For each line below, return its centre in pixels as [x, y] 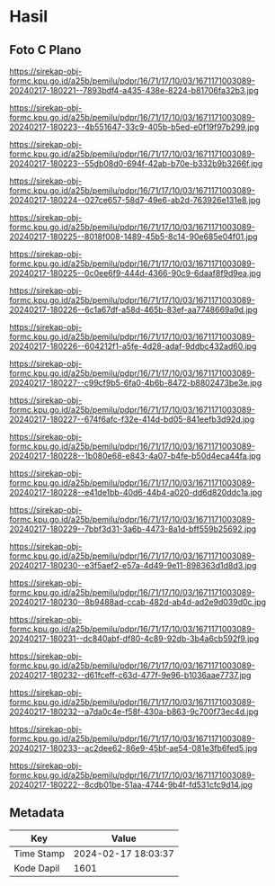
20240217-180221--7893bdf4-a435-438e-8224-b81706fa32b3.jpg [134, 90]
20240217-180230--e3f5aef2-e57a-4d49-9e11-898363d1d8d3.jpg [133, 565]
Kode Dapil [37, 868]
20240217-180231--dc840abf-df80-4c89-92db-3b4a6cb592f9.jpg [134, 639]
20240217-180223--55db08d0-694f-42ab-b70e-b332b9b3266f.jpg [136, 163]
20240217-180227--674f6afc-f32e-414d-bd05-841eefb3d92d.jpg [132, 419]
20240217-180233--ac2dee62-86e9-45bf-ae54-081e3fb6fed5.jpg [133, 748]
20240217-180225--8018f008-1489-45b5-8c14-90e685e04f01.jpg [133, 237]
